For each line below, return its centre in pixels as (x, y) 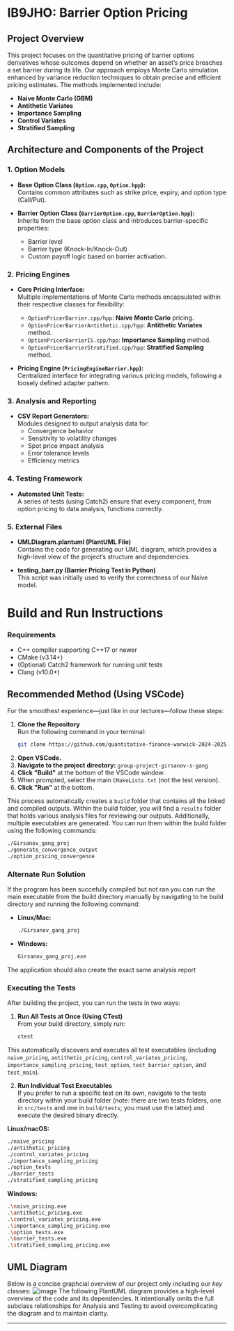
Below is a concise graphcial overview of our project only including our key (115, 1284)
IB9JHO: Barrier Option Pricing (97, 13)
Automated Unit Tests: (51, 494)
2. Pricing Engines (39, 274)
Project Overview (46, 39)
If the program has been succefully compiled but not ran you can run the (111, 889)
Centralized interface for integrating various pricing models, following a (119, 375)
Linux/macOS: (29, 1128)
